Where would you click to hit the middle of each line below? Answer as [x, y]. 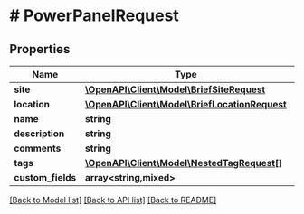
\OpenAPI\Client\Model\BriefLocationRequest [185, 104]
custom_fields [45, 177]
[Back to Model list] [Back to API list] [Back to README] [113, 200]
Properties [40, 49]
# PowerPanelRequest [94, 16]
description [39, 134]
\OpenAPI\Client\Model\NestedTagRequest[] [184, 163]
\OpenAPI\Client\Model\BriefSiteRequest [175, 89]
